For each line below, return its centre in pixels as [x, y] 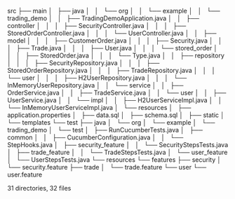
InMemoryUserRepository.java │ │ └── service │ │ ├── [95, 85]
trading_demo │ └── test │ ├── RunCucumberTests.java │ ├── [105, 130]
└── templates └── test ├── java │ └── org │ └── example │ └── [111, 122]
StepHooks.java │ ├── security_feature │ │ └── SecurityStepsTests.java [118, 145]
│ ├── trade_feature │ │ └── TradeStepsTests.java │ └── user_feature [117, 152]
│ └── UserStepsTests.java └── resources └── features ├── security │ [114, 160]
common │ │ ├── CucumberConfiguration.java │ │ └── [95, 137]
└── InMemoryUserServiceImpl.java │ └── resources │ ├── [99, 108]
